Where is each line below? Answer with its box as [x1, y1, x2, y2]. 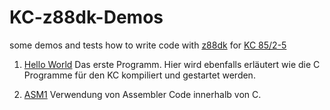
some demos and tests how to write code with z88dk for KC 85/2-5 [9, 39, 287, 51]
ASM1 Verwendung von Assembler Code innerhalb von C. [23, 88, 262, 100]
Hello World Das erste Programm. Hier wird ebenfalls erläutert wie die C [23, 58, 321, 70]
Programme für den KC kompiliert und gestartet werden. [23, 69, 256, 81]
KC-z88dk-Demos [9, 6, 164, 29]
